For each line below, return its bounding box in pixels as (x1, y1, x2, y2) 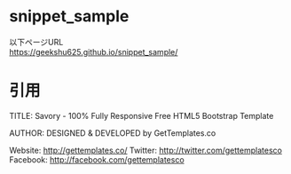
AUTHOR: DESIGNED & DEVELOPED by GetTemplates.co (9, 127, 216, 138)
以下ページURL (9, 36, 64, 47)
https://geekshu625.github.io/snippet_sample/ (9, 46, 178, 57)
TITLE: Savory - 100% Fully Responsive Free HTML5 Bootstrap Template (9, 110, 274, 121)
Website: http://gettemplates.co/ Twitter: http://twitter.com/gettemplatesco (9, 145, 282, 155)
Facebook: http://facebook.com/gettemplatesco (9, 154, 185, 165)
